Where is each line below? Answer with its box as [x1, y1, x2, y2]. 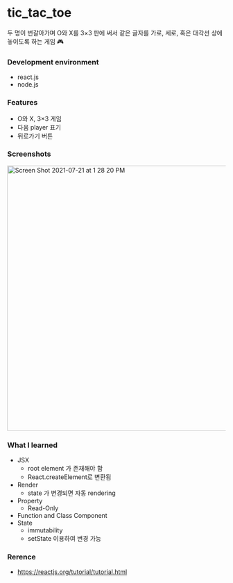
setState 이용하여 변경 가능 [27, 534, 102, 543]
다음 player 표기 [17, 123, 61, 131]
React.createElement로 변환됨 [27, 473, 112, 481]
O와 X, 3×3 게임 [17, 114, 62, 123]
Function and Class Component [17, 512, 107, 520]
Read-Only [27, 504, 59, 512]
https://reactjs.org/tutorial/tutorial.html [17, 568, 128, 576]
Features [7, 98, 38, 107]
